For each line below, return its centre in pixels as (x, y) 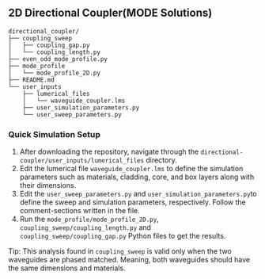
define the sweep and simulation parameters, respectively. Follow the (133, 202)
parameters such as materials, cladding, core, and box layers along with (137, 177)
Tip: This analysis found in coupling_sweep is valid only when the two (120, 251)
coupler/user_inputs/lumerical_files (82, 161)
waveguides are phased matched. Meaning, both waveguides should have (129, 260)
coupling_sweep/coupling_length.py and (85, 227)
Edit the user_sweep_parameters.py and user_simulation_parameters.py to (138, 194)
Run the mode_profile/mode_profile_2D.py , (89, 219)
